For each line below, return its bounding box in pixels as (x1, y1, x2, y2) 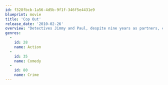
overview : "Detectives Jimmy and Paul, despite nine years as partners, (5, 26, 160, 31)
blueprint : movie (5, 12, 41, 17)
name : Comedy (14, 58, 41, 63)
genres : (5, 30, 21, 35)
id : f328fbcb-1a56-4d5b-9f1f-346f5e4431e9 (5, 7, 95, 12)
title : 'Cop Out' (5, 16, 41, 21)
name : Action (14, 44, 41, 49)
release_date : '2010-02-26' (5, 21, 64, 26)
